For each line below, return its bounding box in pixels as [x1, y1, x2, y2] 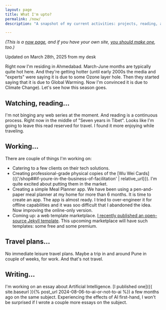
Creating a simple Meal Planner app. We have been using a [12, 186, 132, 192]
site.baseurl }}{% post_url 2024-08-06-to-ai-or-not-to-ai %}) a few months [5, 289, 159, 295]
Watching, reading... [5, 99, 70, 107]
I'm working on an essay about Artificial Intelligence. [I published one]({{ [5, 283, 153, 289]
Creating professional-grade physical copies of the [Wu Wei [12, 170, 135, 176]
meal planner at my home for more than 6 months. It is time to [25, 191, 152, 197]
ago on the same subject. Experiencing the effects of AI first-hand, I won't [5, 294, 156, 300]
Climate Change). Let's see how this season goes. [5, 85, 107, 91]
